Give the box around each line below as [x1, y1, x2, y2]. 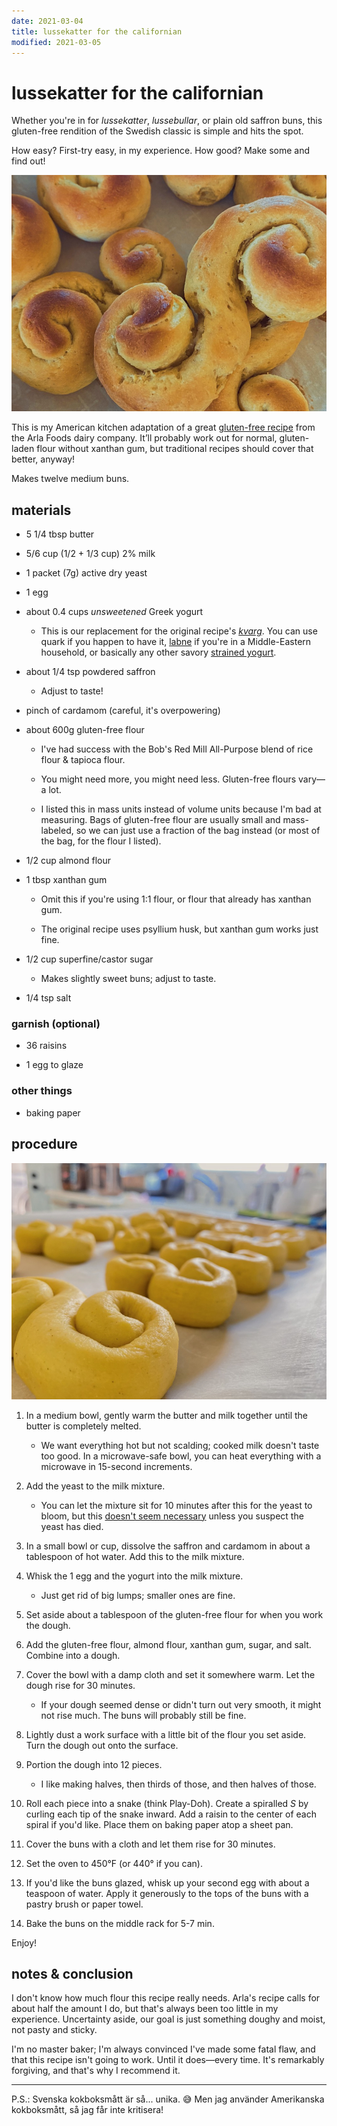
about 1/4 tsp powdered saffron [25, 666, 156, 678]
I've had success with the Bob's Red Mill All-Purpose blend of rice [40, 743, 314, 755]
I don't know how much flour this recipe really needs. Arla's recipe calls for [11, 1992, 321, 2004]
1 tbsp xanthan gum [25, 874, 108, 886]
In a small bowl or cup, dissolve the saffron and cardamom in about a [25, 1540, 311, 1552]
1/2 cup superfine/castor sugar [25, 953, 154, 965]
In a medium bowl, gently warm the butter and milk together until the [25, 1409, 309, 1421]
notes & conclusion [11, 1965, 134, 1982]
